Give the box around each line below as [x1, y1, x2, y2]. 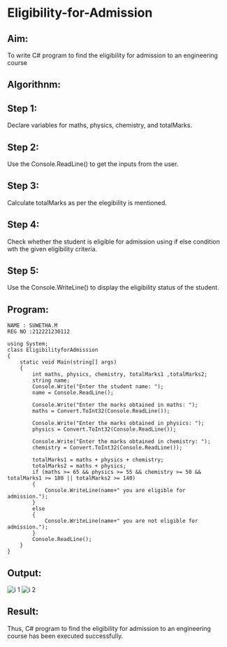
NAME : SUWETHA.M [7, 322, 58, 329]
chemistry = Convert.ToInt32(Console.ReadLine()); [32, 445, 183, 452]
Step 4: [7, 218, 40, 231]
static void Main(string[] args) [20, 359, 117, 366]
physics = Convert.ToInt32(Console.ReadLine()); [32, 426, 177, 433]
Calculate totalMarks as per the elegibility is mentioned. [7, 198, 168, 207]
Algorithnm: [7, 79, 61, 91]
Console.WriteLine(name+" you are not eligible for [44, 518, 198, 525]
